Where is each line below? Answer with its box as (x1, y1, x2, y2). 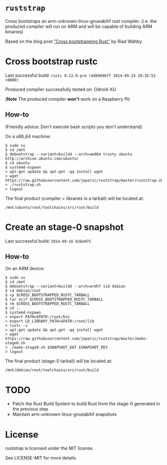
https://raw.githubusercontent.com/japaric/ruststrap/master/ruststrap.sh (5, 178, 164, 183)
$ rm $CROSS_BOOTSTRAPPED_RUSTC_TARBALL (5, 302, 90, 307)
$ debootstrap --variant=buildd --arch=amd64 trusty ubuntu (5, 152, 133, 156)
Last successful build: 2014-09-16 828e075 (5, 238, 91, 244)
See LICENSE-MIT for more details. (5, 455, 77, 461)
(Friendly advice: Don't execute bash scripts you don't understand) (5, 124, 143, 130)
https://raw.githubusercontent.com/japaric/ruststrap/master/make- (5, 336, 148, 341)
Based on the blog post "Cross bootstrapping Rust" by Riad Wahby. (5, 38, 143, 44)
